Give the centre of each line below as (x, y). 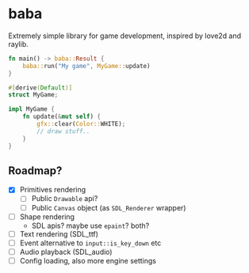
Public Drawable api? (65, 199)
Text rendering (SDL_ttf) (59, 233)
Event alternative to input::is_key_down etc (90, 243)
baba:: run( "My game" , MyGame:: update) (86, 66)
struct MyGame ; (33, 95)
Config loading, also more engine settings (88, 260)
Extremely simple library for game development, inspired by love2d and (125, 36)
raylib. (19, 44)
